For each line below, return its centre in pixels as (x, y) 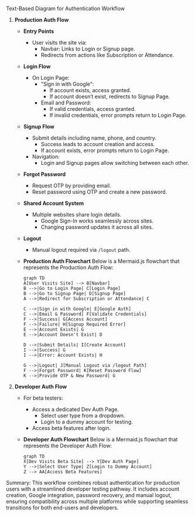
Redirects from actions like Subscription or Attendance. (107, 55)
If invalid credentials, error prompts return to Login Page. (118, 115)
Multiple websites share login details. (77, 214)
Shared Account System (54, 203)
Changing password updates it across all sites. (97, 227)
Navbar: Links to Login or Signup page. (88, 49)
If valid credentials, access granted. (93, 109)
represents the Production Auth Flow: (68, 267)
